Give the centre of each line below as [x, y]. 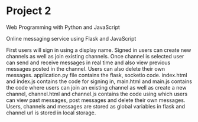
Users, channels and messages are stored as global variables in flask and [95, 106]
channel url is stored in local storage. [51, 113]
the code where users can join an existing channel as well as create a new [96, 87]
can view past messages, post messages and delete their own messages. [96, 100]
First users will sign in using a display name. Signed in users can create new [99, 50]
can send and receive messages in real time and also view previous [88, 62]
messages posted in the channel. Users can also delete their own [86, 68]
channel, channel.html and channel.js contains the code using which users [97, 94]
